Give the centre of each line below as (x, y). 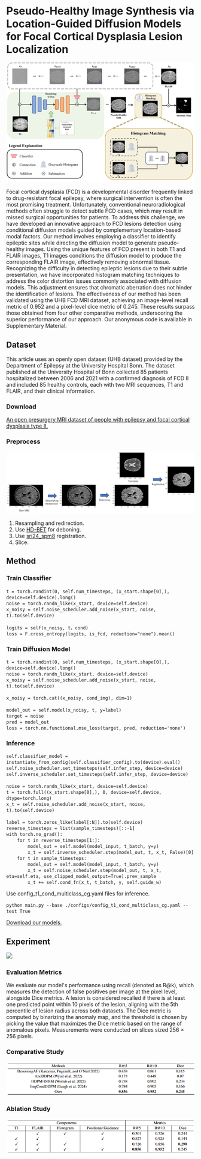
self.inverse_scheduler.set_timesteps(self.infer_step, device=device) (97, 775)
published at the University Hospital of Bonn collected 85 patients (87, 372)
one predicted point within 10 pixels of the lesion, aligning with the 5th (92, 1005)
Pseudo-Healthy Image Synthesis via (100, 11)
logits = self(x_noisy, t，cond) (47, 628)
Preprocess (23, 441)
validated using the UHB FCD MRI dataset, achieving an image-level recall (97, 300)
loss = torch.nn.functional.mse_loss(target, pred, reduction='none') (96, 728)
